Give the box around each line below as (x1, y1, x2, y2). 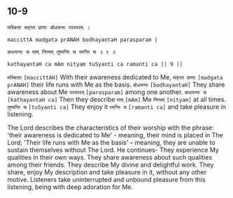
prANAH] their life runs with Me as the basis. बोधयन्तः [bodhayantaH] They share (7, 80, 225, 89)
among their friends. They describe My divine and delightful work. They (7, 160, 214, 169)
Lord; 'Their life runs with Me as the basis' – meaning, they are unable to (7, 138, 216, 146)
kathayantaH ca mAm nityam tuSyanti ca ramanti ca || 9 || (7, 61, 183, 68)
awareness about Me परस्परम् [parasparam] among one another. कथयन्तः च (7, 87, 207, 96)
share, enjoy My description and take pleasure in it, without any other (7, 167, 207, 176)
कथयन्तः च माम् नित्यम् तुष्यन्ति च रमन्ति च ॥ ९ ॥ (7, 48, 116, 55)
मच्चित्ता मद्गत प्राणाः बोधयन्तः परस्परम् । (7, 24, 90, 31)
